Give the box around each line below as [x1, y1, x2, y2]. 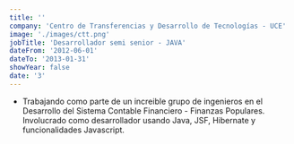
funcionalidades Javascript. [22, 124, 125, 135]
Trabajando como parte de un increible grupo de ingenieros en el [22, 96, 263, 106]
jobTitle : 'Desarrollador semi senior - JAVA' [9, 38, 186, 47]
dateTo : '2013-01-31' [9, 55, 91, 64]
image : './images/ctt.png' [9, 30, 110, 38]
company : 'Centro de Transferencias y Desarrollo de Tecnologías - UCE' [9, 21, 287, 30]
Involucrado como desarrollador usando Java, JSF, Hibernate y [22, 114, 256, 125]
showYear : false [9, 64, 70, 72]
